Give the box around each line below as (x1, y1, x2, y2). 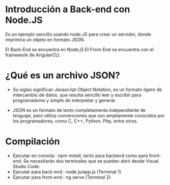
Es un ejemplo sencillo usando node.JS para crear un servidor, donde (5, 31, 152, 37)
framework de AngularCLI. (5, 52, 61, 58)
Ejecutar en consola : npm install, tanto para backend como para (12, 152, 148, 159)
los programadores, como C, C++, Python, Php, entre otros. (12, 118, 138, 124)
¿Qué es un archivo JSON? (5, 70, 121, 81)
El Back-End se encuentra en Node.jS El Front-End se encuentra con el (5, 46, 154, 52)
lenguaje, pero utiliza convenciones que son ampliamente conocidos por (12, 112, 165, 118)
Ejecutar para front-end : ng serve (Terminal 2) (12, 174, 111, 180)
